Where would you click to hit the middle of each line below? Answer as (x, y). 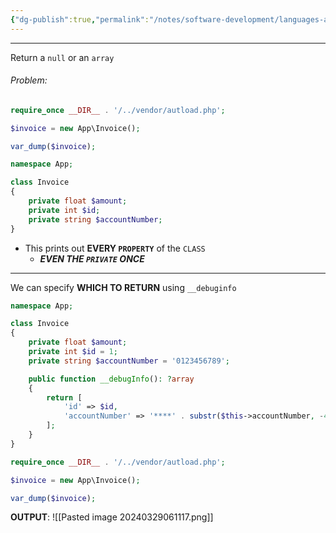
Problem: (29, 80)
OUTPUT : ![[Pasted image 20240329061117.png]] (112, 517)
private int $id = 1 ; (73, 352)
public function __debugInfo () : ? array (111, 379)
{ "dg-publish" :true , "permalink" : (80, 19)
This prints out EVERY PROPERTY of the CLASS (115, 248)
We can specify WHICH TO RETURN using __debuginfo (123, 287)
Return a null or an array (62, 57)
